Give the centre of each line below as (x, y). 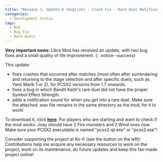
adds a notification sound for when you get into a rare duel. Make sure (82, 100)
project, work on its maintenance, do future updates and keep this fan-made (81, 149)
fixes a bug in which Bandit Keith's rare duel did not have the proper (80, 89)
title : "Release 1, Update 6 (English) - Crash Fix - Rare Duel (71, 9)
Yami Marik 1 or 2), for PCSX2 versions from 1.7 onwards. (69, 84)
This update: (17, 65)
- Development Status (31, 18)
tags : (10, 23)
